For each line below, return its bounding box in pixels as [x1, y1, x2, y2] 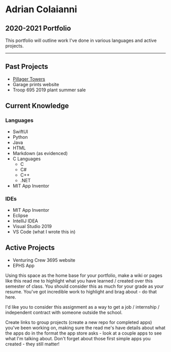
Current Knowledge [5, 102, 69, 110]
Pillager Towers [12, 76, 45, 82]
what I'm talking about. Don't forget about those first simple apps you [5, 335, 151, 341]
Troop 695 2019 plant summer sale [12, 87, 86, 93]
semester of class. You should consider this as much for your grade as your [5, 283, 164, 289]
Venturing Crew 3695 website [12, 257, 75, 263]
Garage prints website [12, 81, 60, 87]
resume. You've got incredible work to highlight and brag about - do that [5, 288, 157, 294]
